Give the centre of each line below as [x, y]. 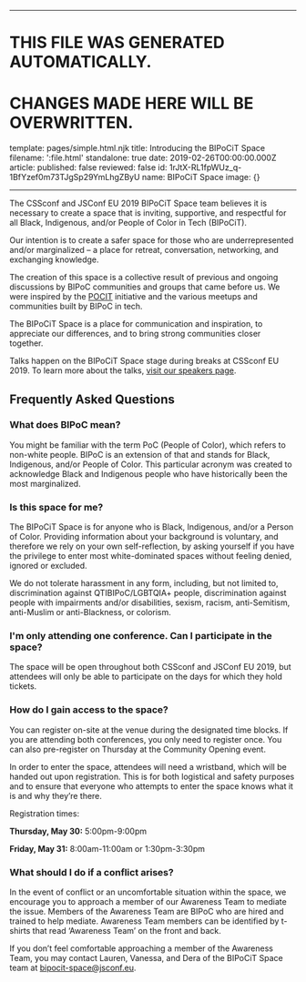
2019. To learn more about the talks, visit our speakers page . [123, 370]
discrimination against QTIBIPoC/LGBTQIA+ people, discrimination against [148, 593]
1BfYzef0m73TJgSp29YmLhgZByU [75, 177]
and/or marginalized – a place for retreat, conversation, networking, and [144, 250]
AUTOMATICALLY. [81, 62]
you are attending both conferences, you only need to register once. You [146, 739]
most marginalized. [45, 483]
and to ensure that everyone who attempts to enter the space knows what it [152, 786]
